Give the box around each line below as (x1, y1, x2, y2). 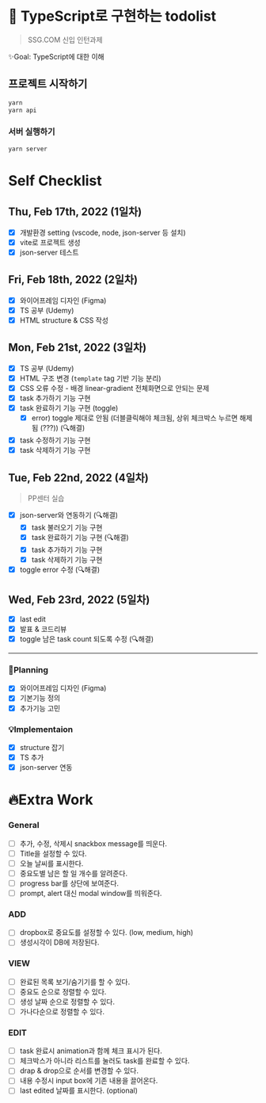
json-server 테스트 (19, 247, 79, 257)
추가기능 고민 (19, 703, 61, 713)
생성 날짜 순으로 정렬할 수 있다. (19, 997, 115, 1006)
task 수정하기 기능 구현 (19, 435, 91, 445)
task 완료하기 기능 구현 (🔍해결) (31, 533, 129, 542)
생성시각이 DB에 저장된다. (19, 937, 100, 948)
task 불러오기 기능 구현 (31, 523, 103, 532)
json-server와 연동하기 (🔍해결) (19, 510, 119, 519)
